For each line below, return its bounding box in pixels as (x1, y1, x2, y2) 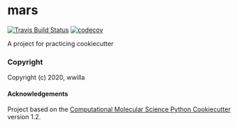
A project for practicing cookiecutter (7, 39, 114, 48)
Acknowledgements (7, 89, 69, 98)
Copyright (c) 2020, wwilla (7, 73, 85, 82)
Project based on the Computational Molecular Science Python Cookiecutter (7, 105, 231, 114)
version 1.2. (7, 113, 41, 121)
